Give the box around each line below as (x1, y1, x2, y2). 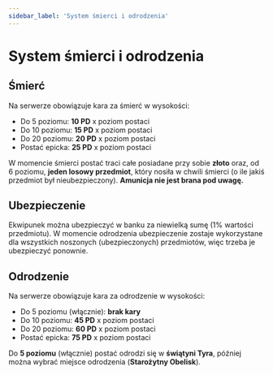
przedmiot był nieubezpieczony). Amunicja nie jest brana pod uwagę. (8, 175, 244, 185)
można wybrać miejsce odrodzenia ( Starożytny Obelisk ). (8, 357, 201, 367)
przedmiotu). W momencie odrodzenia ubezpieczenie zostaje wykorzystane (8, 229, 263, 239)
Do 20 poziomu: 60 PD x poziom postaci (19, 324, 156, 334)
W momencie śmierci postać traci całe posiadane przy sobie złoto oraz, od (8, 157, 260, 167)
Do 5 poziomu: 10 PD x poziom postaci (19, 116, 150, 126)
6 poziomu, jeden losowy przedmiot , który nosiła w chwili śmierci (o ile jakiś (8, 166, 265, 176)
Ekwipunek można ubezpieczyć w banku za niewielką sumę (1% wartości (8, 220, 253, 230)
